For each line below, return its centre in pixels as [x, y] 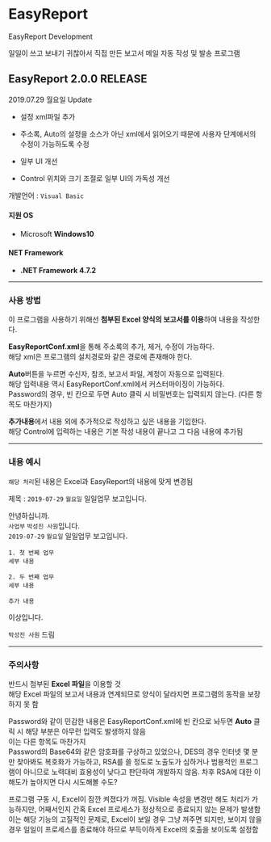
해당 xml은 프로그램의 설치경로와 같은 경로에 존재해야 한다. [100, 357]
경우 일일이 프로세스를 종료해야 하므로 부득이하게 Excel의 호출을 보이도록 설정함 [133, 830]
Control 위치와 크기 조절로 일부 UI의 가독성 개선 [95, 178]
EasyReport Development [50, 36]
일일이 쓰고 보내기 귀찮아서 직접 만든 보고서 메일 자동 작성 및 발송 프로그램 [124, 53]
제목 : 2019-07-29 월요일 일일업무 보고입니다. [77, 499]
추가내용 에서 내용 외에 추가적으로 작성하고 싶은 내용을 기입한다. [108, 422]
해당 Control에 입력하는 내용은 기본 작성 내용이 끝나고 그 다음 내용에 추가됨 [126, 432]
